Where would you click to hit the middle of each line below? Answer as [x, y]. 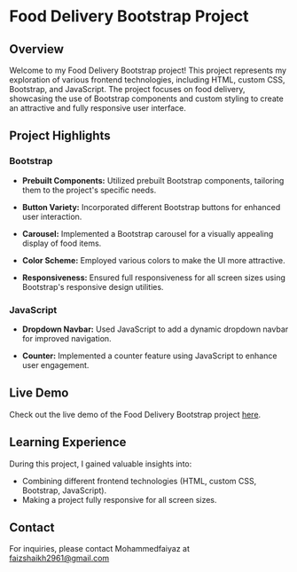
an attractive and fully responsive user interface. [98, 108]
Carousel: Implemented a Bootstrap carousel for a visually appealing [148, 233]
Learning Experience [68, 442]
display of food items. [62, 243]
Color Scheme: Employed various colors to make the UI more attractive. [153, 260]
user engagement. [55, 364]
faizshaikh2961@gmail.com [59, 558]
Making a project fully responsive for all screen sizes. [119, 499]
